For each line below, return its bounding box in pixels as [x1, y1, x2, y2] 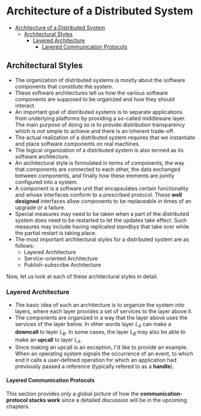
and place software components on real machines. [14, 140, 140, 147]
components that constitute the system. [14, 83, 114, 90]
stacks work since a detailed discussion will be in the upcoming [29, 396, 187, 403]
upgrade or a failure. [14, 204, 66, 211]
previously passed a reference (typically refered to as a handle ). [14, 363, 175, 370]
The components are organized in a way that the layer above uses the [14, 314, 188, 321]
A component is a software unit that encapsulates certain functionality [14, 185, 189, 192]
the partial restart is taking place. [14, 229, 97, 236]
